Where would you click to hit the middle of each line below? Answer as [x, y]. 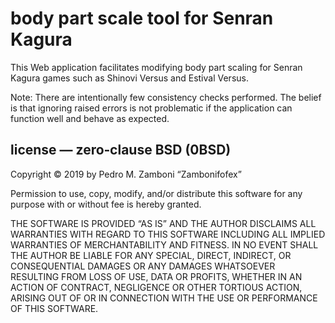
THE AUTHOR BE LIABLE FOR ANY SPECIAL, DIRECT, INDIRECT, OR [151, 255]
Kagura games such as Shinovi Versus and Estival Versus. [129, 78]
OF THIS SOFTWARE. [54, 308]
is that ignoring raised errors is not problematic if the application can [151, 108]
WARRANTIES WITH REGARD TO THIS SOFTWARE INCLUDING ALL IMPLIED [168, 234]
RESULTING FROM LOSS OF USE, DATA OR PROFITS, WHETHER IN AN [156, 276]
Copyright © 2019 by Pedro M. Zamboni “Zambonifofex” [126, 174]
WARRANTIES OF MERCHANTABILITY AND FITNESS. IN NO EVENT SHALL [164, 244]
